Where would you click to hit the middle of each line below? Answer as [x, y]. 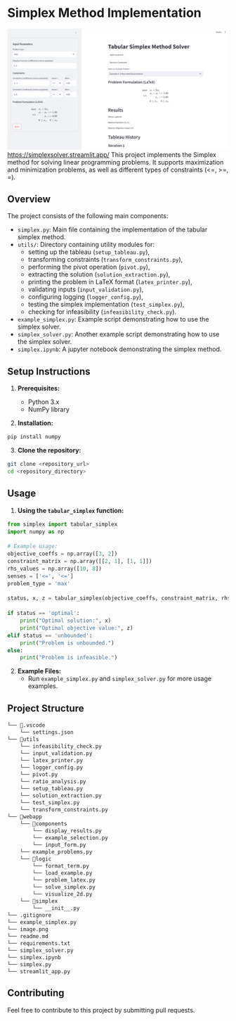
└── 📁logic [36, 859]
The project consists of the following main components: [88, 216]
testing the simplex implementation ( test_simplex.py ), [106, 305]
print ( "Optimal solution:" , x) [66, 621]
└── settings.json [47, 733]
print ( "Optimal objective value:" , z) [77, 628]
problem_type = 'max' [39, 583]
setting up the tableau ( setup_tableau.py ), [88, 252]
